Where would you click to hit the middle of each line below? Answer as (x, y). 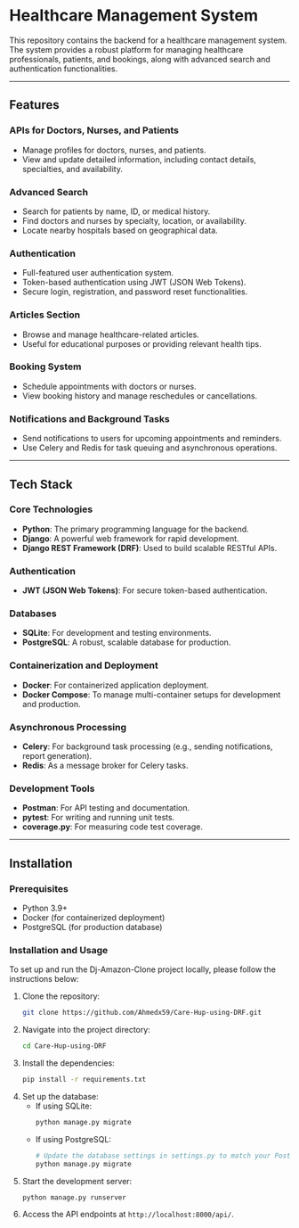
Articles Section (45, 315)
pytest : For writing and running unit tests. (98, 818)
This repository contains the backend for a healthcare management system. (148, 40)
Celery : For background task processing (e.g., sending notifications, (147, 746)
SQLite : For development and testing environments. (117, 633)
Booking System (45, 367)
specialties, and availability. (72, 169)
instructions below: (44, 979)
